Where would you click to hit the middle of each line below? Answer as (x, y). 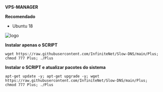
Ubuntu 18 (23, 26)
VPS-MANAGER (22, 7)
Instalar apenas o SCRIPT (31, 45)
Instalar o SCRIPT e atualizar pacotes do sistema (56, 67)
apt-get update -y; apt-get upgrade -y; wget (52, 76)
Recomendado (20, 16)
